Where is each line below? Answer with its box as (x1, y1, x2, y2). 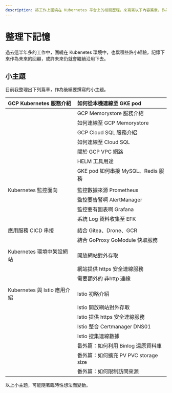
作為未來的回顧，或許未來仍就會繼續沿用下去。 (9, 55, 109, 61)
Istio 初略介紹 (77, 291, 110, 298)
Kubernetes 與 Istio (8, 286, 54, 294)
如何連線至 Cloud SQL (77, 139, 131, 146)
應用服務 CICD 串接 (8, 227, 54, 234)
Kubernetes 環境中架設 (8, 248, 63, 255)
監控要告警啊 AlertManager (77, 196, 142, 203)
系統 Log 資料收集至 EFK (77, 216, 136, 223)
